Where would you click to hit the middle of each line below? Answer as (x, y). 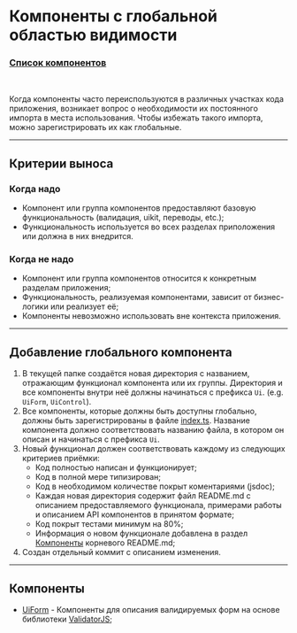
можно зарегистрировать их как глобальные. (95, 127)
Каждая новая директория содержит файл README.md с (143, 496)
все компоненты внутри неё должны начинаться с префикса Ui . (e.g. (152, 392)
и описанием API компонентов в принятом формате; (134, 514)
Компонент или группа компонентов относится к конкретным (139, 278)
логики (35, 306)
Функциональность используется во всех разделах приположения (148, 227)
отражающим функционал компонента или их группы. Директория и (152, 383)
